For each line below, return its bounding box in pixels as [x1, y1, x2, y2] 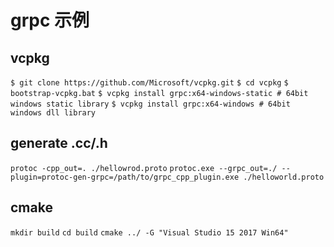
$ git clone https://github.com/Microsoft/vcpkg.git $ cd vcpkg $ [10, 78, 289, 88]
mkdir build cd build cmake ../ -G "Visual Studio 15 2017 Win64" [10, 227, 289, 238]
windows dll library [10, 108, 97, 118]
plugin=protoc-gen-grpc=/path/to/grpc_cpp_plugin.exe [10, 172, 240, 182]
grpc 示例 [10, 9, 90, 32]
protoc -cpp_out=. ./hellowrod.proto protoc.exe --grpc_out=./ [10, 163, 278, 173]
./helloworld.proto [243, 172, 325, 182]
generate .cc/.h [10, 135, 108, 152]
